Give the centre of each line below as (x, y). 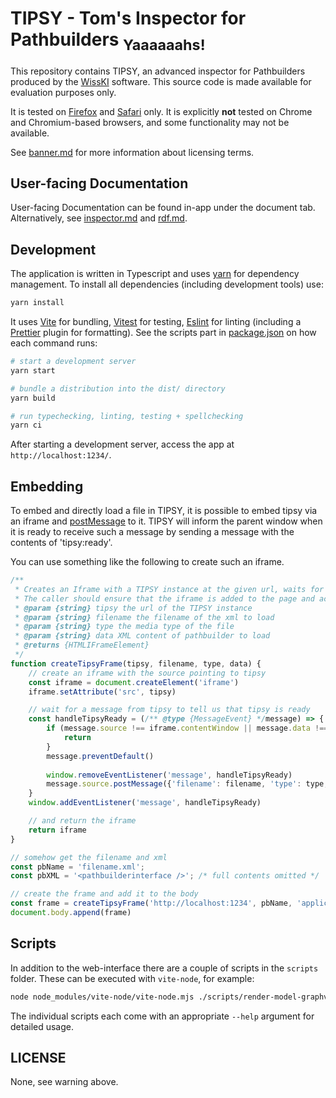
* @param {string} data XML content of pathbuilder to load (142, 636)
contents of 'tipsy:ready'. (61, 543)
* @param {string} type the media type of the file (124, 627)
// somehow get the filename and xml (89, 857)
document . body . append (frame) (71, 913)
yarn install (37, 303)
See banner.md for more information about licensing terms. (132, 152)
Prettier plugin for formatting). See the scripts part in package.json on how (163, 333)
